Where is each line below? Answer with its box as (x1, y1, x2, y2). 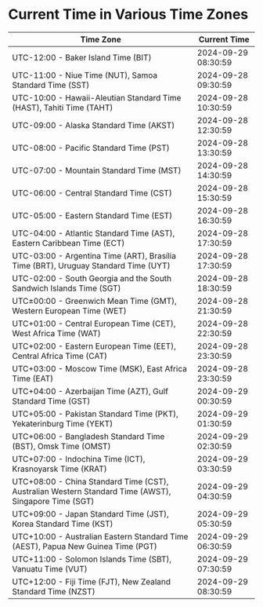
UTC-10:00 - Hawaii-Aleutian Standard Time (12, 92, 182, 103)
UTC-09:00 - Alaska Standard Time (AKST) (12, 119, 175, 130)
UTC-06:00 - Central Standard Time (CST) (12, 187, 172, 198)
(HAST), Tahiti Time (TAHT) (12, 102, 113, 113)
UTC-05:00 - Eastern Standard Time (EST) (12, 210, 173, 221)
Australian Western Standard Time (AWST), (12, 485, 171, 496)
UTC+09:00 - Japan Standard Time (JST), (12, 508, 170, 519)
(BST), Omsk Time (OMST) (12, 441, 111, 452)
